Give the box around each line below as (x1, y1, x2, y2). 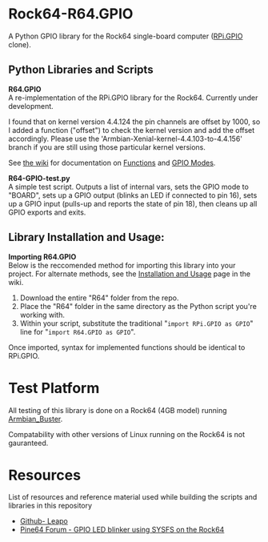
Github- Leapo (19, 516, 68, 526)
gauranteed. (8, 438, 49, 448)
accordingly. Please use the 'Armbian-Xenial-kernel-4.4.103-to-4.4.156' (8, 134, 242, 143)
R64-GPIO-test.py (8, 173, 70, 183)
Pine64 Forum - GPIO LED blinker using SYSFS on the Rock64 (19, 525, 225, 535)
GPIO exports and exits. (8, 207, 86, 217)
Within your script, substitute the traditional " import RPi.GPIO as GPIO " (19, 318, 254, 328)
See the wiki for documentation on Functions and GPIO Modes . (8, 158, 216, 167)
